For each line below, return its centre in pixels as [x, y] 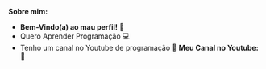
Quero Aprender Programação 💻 [75, 36]
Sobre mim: [28, 12]
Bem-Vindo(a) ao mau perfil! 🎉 [72, 27]
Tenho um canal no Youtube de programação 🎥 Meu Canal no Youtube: [139, 48]
